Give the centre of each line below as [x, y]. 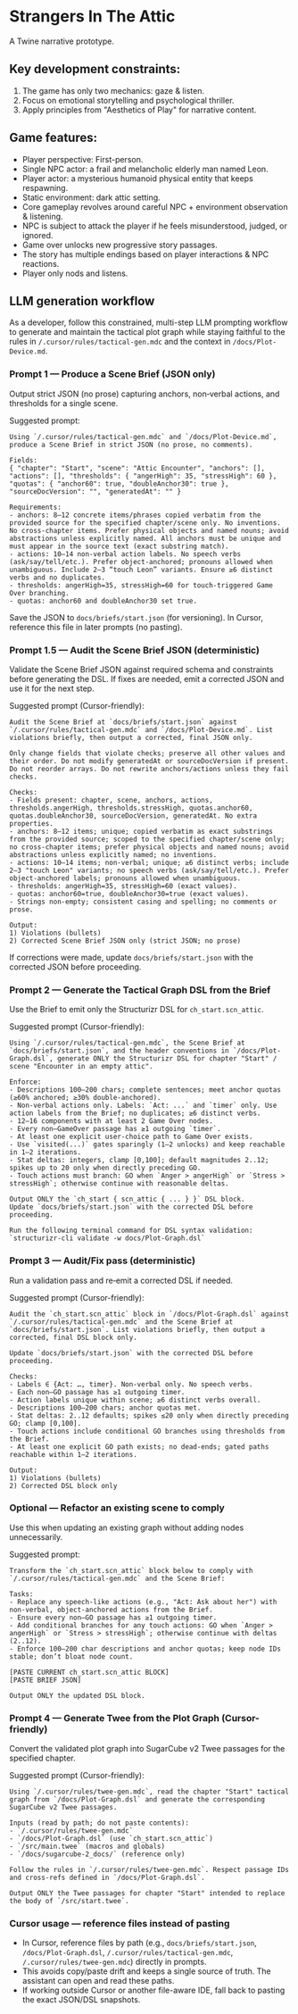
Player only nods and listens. [75, 273]
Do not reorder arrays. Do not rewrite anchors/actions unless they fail [149, 769]
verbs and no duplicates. [57, 578]
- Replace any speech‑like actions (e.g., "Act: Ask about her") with [143, 1602]
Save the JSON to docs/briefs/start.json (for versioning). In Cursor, [136, 617]
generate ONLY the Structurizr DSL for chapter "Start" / [167, 1059]
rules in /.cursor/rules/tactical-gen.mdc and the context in [120, 342]
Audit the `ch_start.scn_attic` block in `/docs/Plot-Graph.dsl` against [149, 1314]
